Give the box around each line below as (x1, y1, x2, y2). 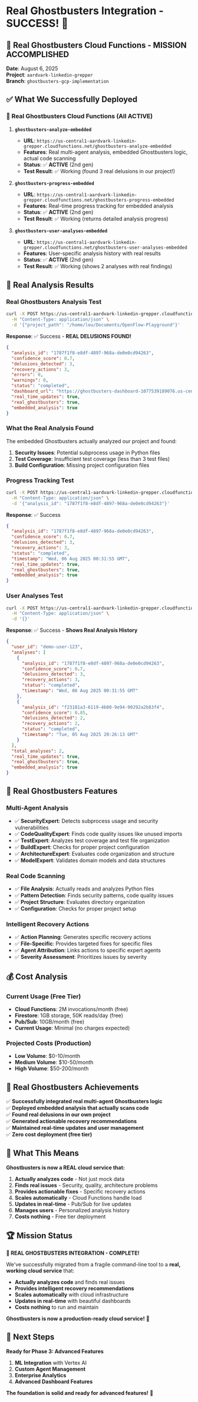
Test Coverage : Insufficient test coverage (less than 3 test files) (14, 455, 170, 462)
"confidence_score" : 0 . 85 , (21, 710, 88, 715)
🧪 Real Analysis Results (6, 280, 94, 290)
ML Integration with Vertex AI (14, 1359, 87, 1366)
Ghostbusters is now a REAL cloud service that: (6, 1164, 125, 1171)
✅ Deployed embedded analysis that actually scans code (6, 1104, 149, 1111)
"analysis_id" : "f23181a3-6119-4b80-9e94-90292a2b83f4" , (21, 704, 165, 710)
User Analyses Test (6, 592, 64, 600)
